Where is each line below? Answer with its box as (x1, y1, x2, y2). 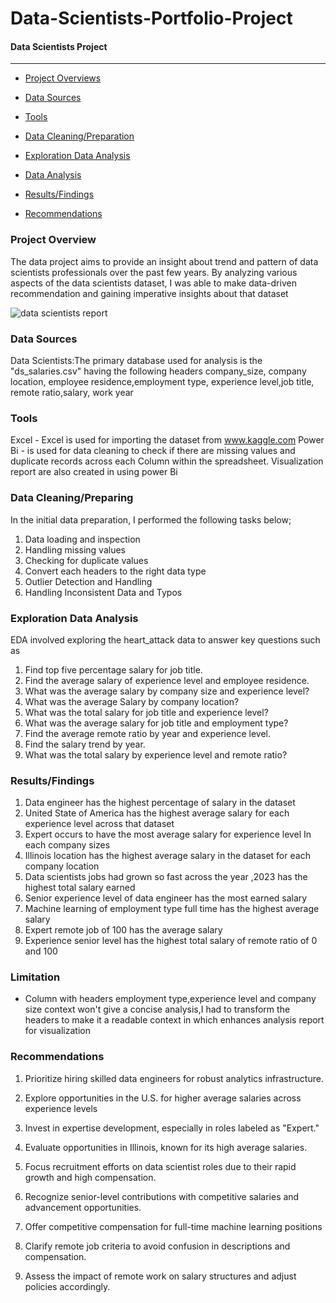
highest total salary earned (24, 882, 136, 894)
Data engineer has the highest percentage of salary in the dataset (24, 797, 296, 809)
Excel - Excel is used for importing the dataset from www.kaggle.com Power (10, 434, 325, 446)
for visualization (24, 1025, 91, 1037)
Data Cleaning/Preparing (10, 491, 134, 505)
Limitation (10, 970, 61, 984)
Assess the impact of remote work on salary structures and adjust (24, 1270, 297, 1282)
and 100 (24, 945, 58, 957)
